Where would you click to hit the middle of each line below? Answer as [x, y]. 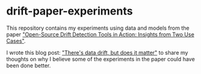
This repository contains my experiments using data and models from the [98, 28]
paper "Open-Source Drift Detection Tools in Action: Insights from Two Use [100, 34]
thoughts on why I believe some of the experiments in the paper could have [101, 59]
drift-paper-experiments [70, 11]
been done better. [29, 66]
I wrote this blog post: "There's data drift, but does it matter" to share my [97, 52]
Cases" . [16, 41]
